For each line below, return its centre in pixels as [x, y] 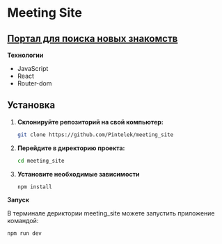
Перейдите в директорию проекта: [71, 148]
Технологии [25, 55]
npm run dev [24, 234]
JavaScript [33, 68]
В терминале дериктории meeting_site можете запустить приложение [111, 213]
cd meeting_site [41, 161]
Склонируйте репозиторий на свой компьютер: [90, 122]
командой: [23, 221]
